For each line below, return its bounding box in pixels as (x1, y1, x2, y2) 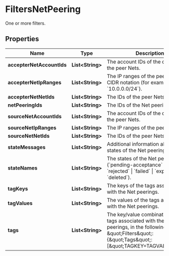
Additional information (107, 140, 159, 147)
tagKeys (8, 185, 29, 192)
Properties (5, 35, 39, 43)
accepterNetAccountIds (8, 61, 67, 68)
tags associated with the (107, 217, 164, 224)
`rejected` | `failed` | (107, 167, 153, 175)
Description (135, 49, 164, 56)
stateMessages (8, 143, 46, 150)
